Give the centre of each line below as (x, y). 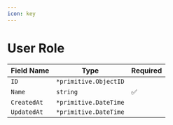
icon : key (22, 14)
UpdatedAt (27, 112)
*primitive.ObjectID (90, 81)
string (67, 92)
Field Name (30, 71)
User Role (36, 48)
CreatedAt (27, 102)
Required (147, 71)
